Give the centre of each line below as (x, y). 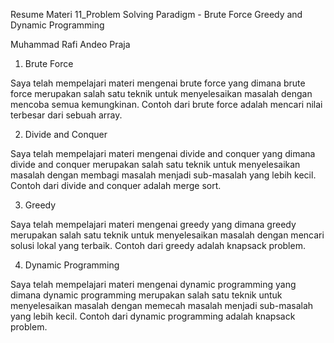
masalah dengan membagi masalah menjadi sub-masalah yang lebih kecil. (163, 175)
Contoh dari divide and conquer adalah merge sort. (116, 185)
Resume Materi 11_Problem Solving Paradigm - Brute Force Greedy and (156, 14)
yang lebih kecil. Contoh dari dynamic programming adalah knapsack (153, 316)
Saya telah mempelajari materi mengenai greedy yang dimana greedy (153, 224)
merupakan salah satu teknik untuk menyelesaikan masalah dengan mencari (167, 235)
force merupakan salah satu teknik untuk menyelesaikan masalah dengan (161, 93)
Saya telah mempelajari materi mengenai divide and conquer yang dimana (163, 153)
